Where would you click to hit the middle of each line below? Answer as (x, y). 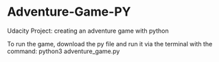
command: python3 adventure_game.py (64, 51)
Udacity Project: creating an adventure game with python (88, 31)
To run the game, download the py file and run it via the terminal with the (110, 44)
